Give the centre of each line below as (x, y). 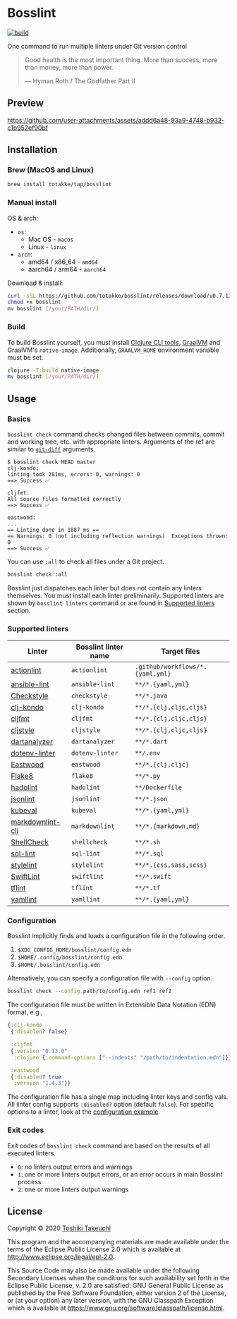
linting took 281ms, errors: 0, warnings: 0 (74, 474)
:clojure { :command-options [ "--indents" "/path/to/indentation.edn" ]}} (123, 1057)
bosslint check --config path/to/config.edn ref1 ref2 (90, 991)
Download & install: (35, 283)
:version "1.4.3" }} (42, 1083)
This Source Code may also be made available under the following (103, 1270)
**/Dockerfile (158, 788)
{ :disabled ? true (36, 1077)
